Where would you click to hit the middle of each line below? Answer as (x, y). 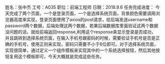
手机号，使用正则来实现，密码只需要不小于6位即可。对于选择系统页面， (86, 44)
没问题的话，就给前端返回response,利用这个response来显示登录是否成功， (81, 32)
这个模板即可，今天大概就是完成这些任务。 (61, 56)
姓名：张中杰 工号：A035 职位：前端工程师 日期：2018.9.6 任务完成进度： (80, 7)
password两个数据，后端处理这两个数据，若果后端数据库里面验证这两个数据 (82, 26)
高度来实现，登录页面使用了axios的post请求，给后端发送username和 (83, 19)
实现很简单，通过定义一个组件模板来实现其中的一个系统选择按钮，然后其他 (80, 50)
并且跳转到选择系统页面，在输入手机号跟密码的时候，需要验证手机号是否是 (80, 38)
